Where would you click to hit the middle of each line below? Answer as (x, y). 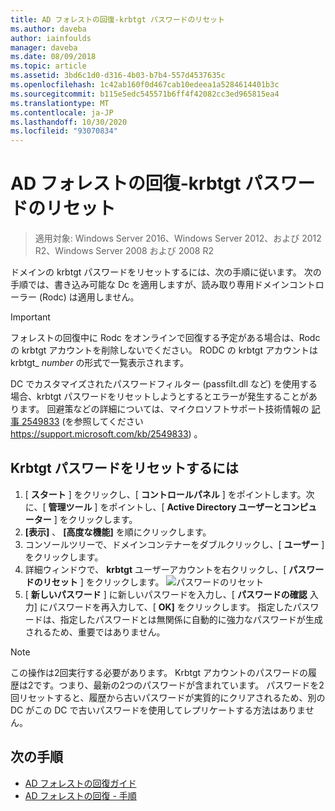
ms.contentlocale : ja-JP (62, 112)
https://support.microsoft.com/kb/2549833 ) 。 (106, 434)
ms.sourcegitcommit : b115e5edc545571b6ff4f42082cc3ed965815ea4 (145, 94)
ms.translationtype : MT (60, 103)
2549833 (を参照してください (82, 422)
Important (30, 317)
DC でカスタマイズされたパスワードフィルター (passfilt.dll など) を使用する (164, 384)
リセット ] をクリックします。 (103, 582)
